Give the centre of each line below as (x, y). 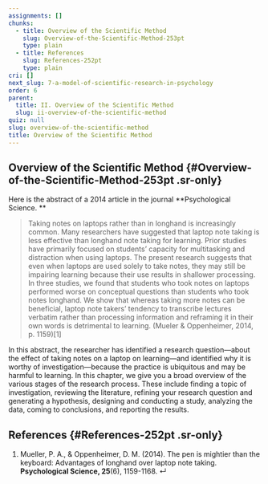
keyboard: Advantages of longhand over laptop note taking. (118, 463)
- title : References (50, 53)
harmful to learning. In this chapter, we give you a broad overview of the (128, 376)
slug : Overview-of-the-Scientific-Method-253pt (104, 38)
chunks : (21, 23)
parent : (21, 98)
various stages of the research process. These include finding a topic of (128, 384)
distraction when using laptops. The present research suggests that (140, 258)
